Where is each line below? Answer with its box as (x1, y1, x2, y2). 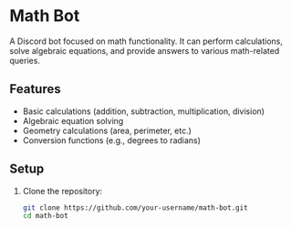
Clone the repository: (22, 185, 103, 196)
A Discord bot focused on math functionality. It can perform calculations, (9, 36, 283, 47)
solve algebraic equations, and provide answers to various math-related (9, 45, 280, 56)
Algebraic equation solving (22, 115, 124, 126)
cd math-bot (22, 212, 68, 221)
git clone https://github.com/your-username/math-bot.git (22, 202, 248, 212)
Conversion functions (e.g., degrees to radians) (22, 134, 201, 146)
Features (9, 81, 61, 97)
